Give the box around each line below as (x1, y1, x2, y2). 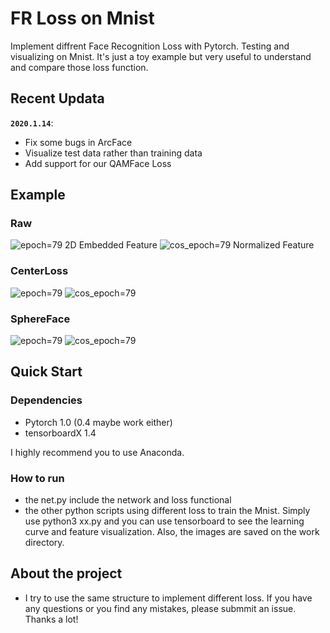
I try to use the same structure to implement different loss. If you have (24, 592, 313, 604)
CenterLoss (10, 264, 69, 278)
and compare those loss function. (10, 61, 149, 73)
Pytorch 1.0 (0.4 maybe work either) (24, 416, 173, 428)
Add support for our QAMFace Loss (24, 157, 172, 169)
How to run (10, 471, 65, 485)
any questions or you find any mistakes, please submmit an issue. (24, 602, 297, 614)
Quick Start (10, 363, 83, 381)
